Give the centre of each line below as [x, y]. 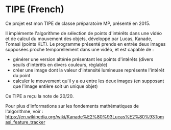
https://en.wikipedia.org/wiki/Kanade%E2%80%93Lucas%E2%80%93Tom [85, 117]
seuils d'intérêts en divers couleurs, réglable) [60, 64]
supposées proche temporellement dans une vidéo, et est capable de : [80, 49]
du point [21, 75]
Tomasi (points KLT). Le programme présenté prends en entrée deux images [86, 44]
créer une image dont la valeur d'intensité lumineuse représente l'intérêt [88, 70]
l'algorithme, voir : [24, 111]
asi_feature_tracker [25, 122]
